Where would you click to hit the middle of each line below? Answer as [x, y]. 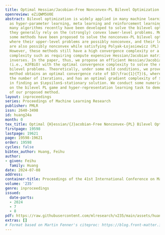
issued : [13, 193]
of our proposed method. [35, 92]
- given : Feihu [21, 161]
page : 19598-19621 [24, 138]
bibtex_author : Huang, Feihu [35, 152]
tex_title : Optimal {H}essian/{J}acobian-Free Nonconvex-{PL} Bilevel [79, 124]
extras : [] [16, 220]
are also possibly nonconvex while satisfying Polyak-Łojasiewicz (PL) [84, 46]
